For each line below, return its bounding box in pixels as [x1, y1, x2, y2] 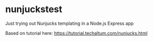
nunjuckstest [5, 4, 63, 15]
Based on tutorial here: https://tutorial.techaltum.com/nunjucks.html [5, 30, 148, 36]
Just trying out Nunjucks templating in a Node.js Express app [5, 20, 134, 26]
